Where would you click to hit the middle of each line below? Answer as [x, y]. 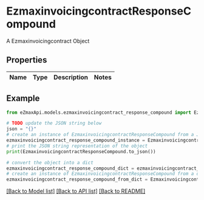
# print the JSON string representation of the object [77, 146]
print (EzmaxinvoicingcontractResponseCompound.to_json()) [81, 151]
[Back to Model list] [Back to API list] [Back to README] [76, 191]
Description [71, 77]
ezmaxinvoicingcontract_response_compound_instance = [76, 140]
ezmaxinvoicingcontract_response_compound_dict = [70, 168]
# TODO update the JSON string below [54, 123]
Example [23, 98]
